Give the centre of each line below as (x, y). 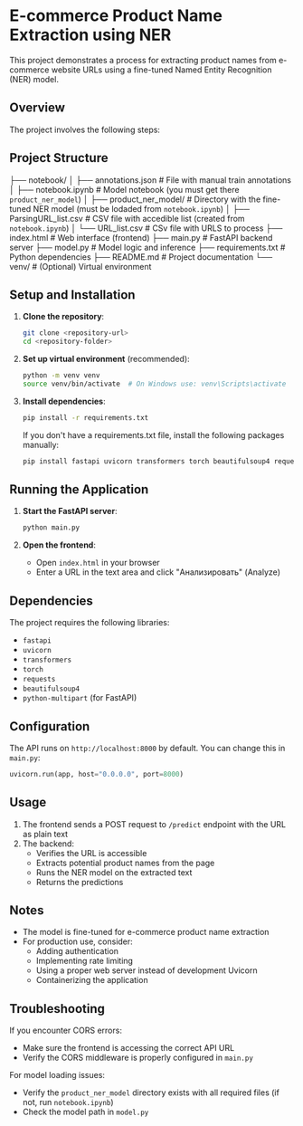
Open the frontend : (59, 545)
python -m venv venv (61, 376)
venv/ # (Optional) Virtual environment (80, 266)
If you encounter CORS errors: (66, 1031)
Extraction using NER (90, 35)
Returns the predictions (80, 882)
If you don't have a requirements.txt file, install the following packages (153, 434)
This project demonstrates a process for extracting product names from (143, 60)
